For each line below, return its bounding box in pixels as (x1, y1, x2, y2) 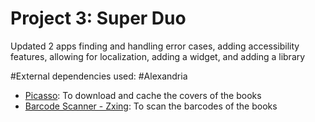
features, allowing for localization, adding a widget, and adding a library (10, 50, 306, 62)
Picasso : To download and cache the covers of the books (24, 89, 262, 101)
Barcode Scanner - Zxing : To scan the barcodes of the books (24, 100, 278, 112)
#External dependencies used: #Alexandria (10, 70, 188, 82)
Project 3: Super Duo (10, 7, 187, 30)
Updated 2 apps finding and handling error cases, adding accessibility (10, 40, 300, 52)
